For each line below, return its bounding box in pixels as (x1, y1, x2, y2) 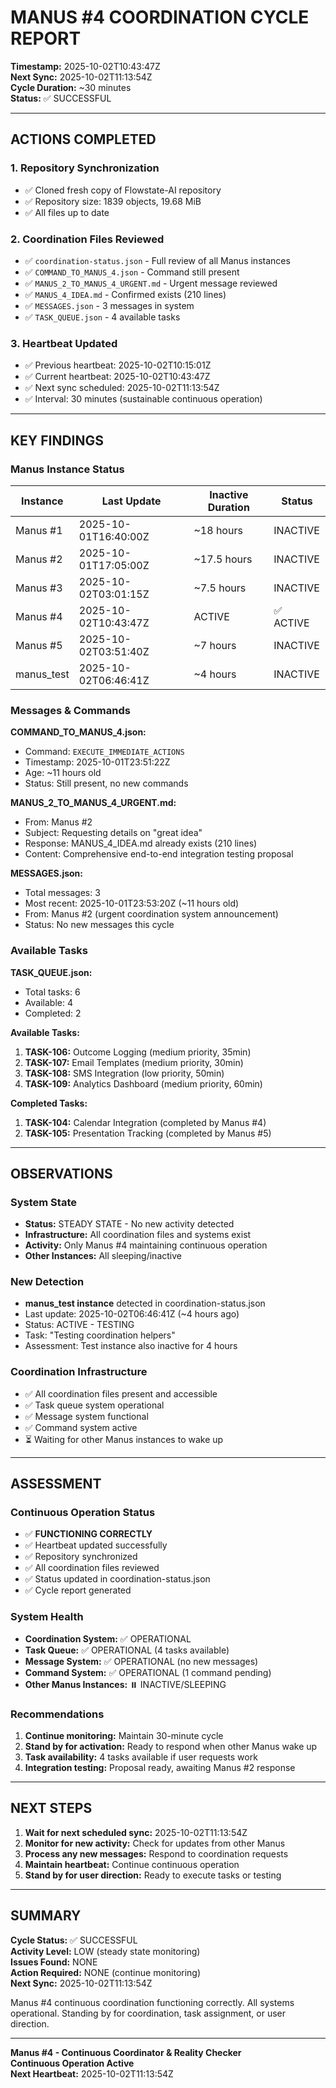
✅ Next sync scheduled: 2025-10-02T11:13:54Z (24, 382, 220, 394)
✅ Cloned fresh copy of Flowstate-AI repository (24, 184, 222, 196)
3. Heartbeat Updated (10, 336, 118, 350)
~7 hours (193, 638, 237, 652)
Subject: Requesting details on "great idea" (24, 827, 203, 839)
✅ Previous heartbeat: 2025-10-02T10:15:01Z (24, 359, 212, 371)
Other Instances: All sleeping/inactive (24, 1250, 182, 1262)
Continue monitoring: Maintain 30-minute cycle (24, 1730, 224, 1742)
